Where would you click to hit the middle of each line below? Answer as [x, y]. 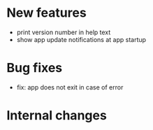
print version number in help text [64, 32]
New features [46, 13]
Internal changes [57, 116]
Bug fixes [35, 68]
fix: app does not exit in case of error [70, 87]
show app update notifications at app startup [81, 39]
